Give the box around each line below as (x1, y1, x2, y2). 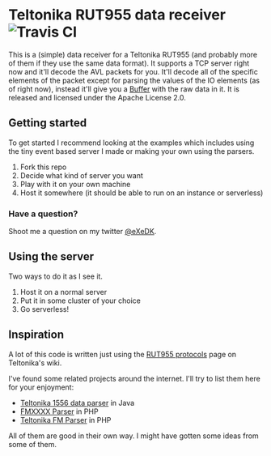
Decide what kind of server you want (19, 170, 143, 180)
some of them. (8, 439, 57, 449)
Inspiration (8, 328, 65, 342)
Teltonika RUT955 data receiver (8, 6, 227, 24)
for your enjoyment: (8, 382, 74, 392)
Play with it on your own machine (19, 179, 131, 189)
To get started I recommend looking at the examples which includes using (8, 138, 255, 147)
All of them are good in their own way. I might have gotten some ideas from (8, 431, 259, 441)
